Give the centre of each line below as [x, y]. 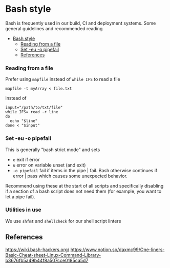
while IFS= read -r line [32, 112]
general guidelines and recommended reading [54, 28]
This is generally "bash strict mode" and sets [53, 150]
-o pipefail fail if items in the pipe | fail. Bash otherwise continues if [85, 170]
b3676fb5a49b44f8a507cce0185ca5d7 [47, 260]
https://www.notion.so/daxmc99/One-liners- [118, 250]
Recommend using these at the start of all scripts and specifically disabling [84, 185]
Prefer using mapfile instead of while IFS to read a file [63, 79]
